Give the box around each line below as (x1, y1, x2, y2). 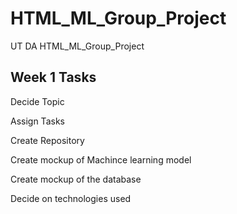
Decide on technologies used (10, 192, 132, 204)
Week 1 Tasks (10, 69, 97, 86)
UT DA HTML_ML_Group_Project (10, 40, 145, 52)
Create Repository (10, 134, 85, 146)
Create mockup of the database (10, 173, 142, 185)
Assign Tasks (10, 115, 65, 127)
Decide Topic (10, 95, 65, 107)
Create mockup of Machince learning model (10, 153, 192, 166)
